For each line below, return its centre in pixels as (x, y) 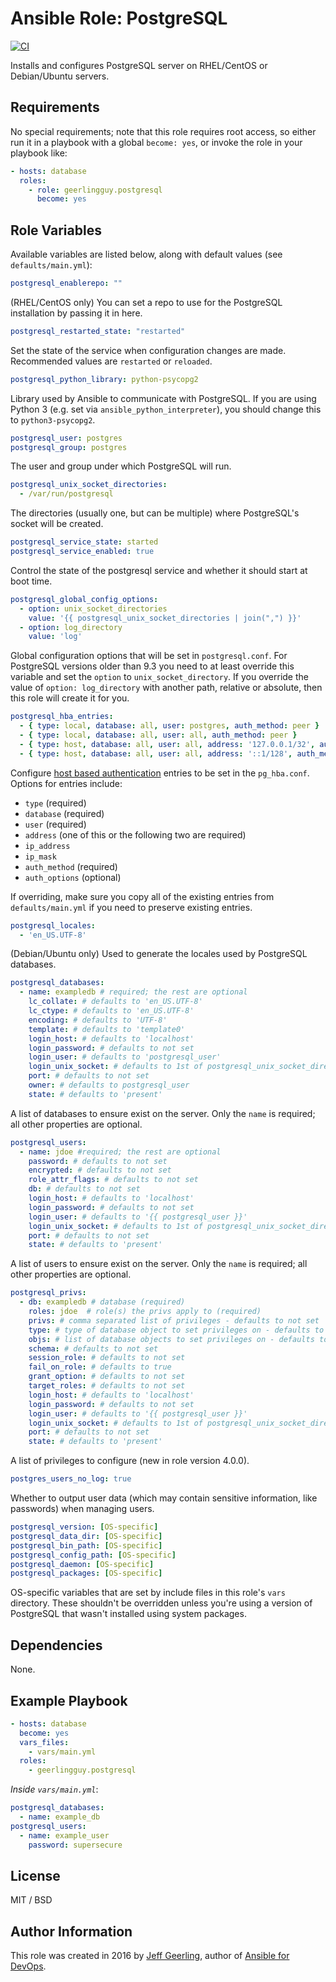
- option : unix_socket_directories (93, 608)
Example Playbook (69, 1700)
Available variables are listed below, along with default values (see (146, 254)
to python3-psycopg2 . (53, 419)
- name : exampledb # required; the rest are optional (133, 992)
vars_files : (44, 1742)
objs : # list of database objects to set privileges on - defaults (171, 1339)
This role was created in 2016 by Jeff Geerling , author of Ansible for (150, 1956)
